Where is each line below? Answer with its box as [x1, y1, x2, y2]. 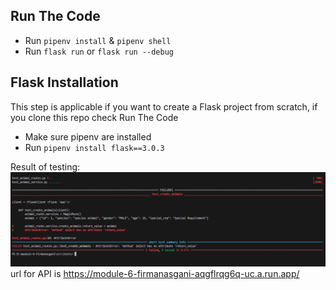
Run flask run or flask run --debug [24, 45, 174, 57]
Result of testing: [10, 160, 81, 173]
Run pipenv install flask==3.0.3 [24, 141, 165, 153]
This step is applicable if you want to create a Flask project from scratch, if [10, 100, 318, 113]
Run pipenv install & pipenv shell [24, 34, 172, 46]
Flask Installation [10, 74, 119, 91]
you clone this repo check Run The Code [10, 111, 179, 123]
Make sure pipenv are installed [24, 130, 152, 143]
